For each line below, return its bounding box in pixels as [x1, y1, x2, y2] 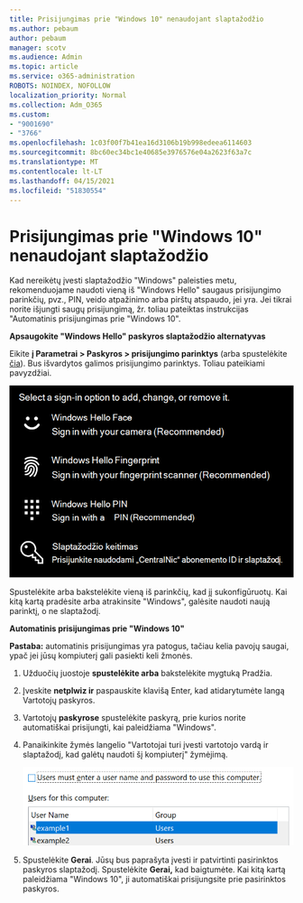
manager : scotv [9, 43, 67, 52]
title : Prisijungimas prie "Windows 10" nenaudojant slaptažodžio [9, 14, 264, 23]
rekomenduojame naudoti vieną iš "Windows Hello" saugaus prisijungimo [9, 284, 281, 295]
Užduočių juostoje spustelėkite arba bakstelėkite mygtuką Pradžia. [22, 667, 273, 678]
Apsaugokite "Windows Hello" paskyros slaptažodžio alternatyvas [9, 330, 266, 342]
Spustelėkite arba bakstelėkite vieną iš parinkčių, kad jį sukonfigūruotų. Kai [9, 586, 288, 597]
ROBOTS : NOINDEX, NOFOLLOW [9, 81, 111, 90]
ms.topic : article [9, 62, 78, 71]
